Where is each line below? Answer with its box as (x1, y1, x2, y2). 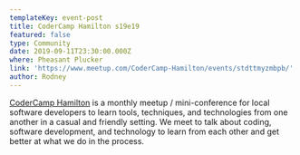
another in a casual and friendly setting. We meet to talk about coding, (9, 116, 272, 127)
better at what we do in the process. (9, 135, 145, 146)
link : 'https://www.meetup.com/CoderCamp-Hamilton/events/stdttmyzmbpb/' (9, 64, 295, 73)
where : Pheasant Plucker (9, 55, 103, 64)
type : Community (9, 38, 71, 48)
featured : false (9, 30, 71, 39)
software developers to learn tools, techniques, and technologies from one (9, 106, 288, 118)
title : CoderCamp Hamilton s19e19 (9, 22, 140, 31)
